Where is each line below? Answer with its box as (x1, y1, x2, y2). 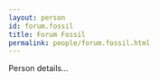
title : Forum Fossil (8, 30, 87, 39)
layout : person (8, 13, 66, 22)
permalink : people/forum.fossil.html (8, 38, 151, 48)
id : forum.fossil (8, 22, 74, 31)
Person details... (8, 63, 69, 74)
